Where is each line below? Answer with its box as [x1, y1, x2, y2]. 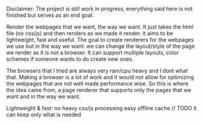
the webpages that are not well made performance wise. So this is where [6, 80, 189, 87]
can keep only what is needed [6, 111, 82, 118]
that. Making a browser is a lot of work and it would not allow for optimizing [6, 74, 195, 80]
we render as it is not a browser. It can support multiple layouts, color [6, 49, 179, 56]
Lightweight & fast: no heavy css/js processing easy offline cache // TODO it [6, 105, 197, 111]
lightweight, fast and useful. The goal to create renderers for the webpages [6, 36, 194, 43]
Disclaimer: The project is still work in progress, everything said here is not [6, 5, 193, 12]
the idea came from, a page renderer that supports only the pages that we [6, 86, 191, 93]
